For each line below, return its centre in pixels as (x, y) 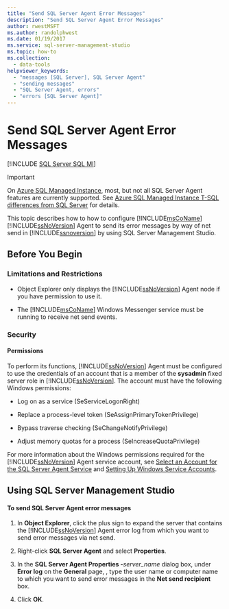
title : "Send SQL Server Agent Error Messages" (76, 13)
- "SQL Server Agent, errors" (56, 90)
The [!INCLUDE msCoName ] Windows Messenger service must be (110, 309)
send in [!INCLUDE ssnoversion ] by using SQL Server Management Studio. (112, 232)
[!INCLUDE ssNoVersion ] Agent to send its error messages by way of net (109, 225)
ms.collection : (29, 58)
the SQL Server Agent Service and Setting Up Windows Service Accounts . (112, 469)
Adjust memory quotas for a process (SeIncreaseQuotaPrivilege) (108, 441)
